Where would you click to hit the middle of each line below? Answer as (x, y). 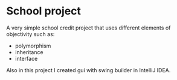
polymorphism (33, 46)
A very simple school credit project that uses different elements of (88, 28)
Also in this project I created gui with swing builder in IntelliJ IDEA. (88, 70)
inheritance (29, 52)
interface (26, 58)
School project (44, 11)
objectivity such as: (31, 34)
